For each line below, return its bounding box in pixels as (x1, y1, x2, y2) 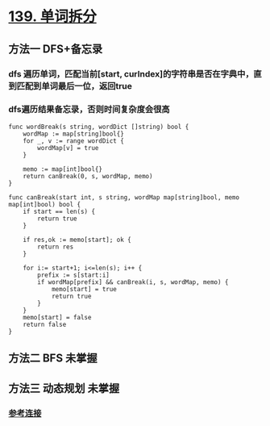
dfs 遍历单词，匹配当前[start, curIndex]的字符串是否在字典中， (8, 68, 254, 79)
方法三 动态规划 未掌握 (8, 381, 119, 395)
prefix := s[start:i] (37, 271, 110, 279)
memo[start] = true (51, 285, 117, 293)
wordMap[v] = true (37, 144, 99, 152)
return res (37, 243, 74, 251)
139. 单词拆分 (8, 7, 97, 26)
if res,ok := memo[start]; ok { (23, 236, 131, 244)
